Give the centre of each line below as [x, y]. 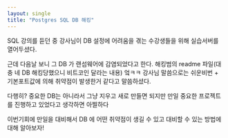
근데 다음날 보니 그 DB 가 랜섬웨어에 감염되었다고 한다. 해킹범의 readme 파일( [112, 63]
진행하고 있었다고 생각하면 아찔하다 [61, 104]
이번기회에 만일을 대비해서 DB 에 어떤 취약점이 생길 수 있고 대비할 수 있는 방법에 [114, 119]
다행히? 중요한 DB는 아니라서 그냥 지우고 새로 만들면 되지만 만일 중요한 [102, 96]
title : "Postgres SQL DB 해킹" [51, 20]
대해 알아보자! [26, 128]
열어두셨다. [22, 49]
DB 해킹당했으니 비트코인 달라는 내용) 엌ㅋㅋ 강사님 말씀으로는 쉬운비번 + [120, 72]
